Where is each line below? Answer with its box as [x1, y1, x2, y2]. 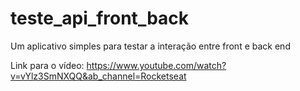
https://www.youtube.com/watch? [86, 59, 227, 71]
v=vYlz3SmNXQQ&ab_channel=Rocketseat [10, 70, 187, 82]
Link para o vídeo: [10, 59, 85, 71]
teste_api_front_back [10, 7, 190, 30]
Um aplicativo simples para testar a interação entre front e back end [10, 40, 291, 52]
